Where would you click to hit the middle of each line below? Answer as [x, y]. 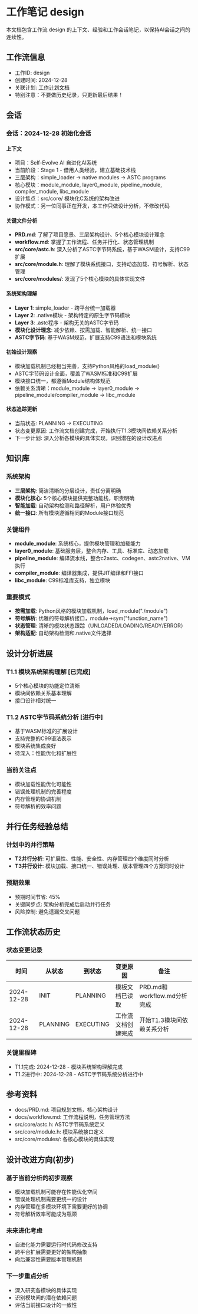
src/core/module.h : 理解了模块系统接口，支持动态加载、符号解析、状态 [102, 264]
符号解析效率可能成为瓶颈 [46, 1214]
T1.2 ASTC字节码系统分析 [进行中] [55, 717]
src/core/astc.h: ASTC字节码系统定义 [60, 1125]
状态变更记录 [24, 950]
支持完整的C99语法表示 [43, 738]
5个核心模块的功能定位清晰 [47, 686]
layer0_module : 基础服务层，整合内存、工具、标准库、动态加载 [92, 551]
